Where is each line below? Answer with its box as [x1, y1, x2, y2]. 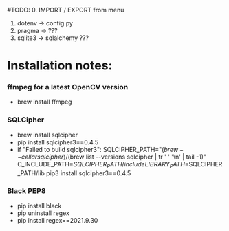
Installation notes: [7, 58, 113, 74]
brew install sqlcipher [17, 131, 78, 139]
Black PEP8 [7, 186, 46, 195]
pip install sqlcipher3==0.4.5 [17, 137, 98, 146]
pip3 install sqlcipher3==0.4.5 [45, 168, 131, 177]
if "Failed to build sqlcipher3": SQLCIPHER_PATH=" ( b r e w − [17, 145, 184, 153]
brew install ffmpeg [17, 98, 72, 106]
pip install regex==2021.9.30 [17, 216, 98, 224]
